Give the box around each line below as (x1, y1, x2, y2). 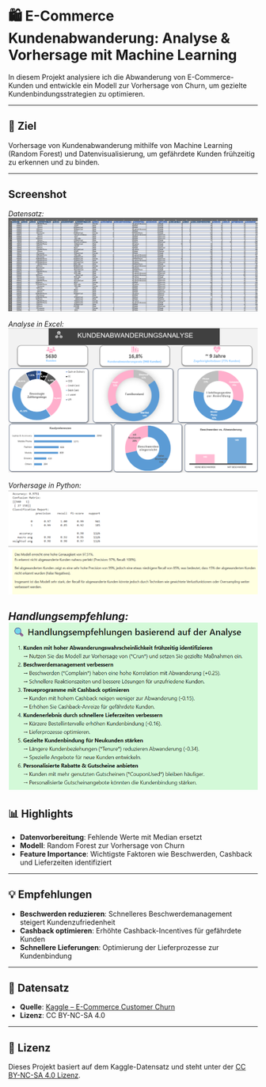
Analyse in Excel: (8, 319, 65, 329)
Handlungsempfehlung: (8, 610, 129, 623)
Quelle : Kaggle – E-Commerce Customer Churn (19, 1002, 176, 1012)
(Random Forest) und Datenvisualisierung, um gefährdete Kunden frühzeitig (8, 149, 255, 158)
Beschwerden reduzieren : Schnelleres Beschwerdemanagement (19, 909, 233, 918)
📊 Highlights (8, 808, 74, 821)
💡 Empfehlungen (8, 888, 93, 902)
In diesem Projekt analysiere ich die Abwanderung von (8, 72, 186, 82)
